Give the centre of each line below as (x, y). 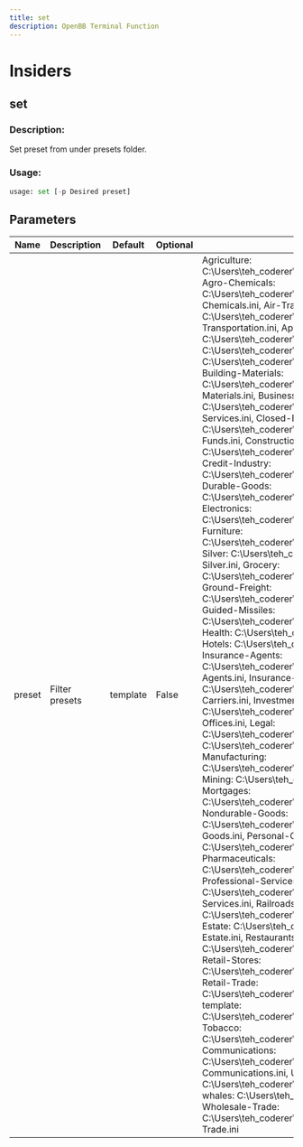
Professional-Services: (251, 881)
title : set (30, 18)
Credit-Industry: (237, 463)
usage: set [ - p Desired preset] (70, 191)
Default (129, 245)
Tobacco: (221, 1028)
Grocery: (262, 565)
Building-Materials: (243, 373)
